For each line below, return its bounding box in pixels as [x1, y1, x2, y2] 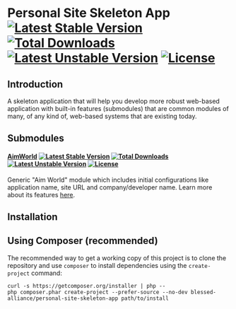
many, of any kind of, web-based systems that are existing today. [7, 112, 197, 120]
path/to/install [121, 295, 170, 302]
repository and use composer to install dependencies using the [7, 261, 187, 269]
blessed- [190, 288, 217, 296]
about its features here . [7, 190, 76, 199]
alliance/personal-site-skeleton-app [7, 295, 119, 302]
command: [31, 269, 62, 277]
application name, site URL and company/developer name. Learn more [7, 182, 213, 192]
